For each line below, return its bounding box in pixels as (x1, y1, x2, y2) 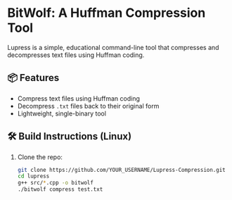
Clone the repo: (17, 153, 63, 161)
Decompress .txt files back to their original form (17, 101, 160, 110)
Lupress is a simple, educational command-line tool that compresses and (7, 43, 219, 51)
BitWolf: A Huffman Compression (7, 5, 206, 21)
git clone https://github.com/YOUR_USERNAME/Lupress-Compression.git (17, 166, 226, 173)
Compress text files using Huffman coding (17, 94, 141, 103)
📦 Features (7, 72, 60, 84)
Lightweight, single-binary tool (17, 109, 107, 118)
